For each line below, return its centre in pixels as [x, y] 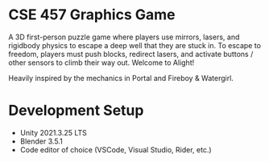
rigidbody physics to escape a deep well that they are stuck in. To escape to [135, 45]
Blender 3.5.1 [41, 141]
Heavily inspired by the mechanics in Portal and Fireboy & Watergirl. [121, 78]
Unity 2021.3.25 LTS [53, 132]
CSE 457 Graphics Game [92, 15]
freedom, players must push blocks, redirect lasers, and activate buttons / [131, 54]
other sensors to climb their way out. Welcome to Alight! [101, 63]
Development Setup [76, 111]
